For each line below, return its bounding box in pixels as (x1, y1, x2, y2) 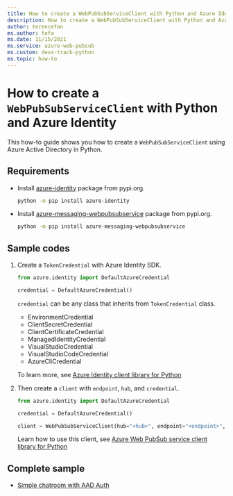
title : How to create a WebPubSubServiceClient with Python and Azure (7, 10, 216, 17)
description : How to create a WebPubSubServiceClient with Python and (7, 17, 216, 24)
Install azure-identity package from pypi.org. (17, 183, 145, 192)
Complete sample (7, 463, 85, 474)
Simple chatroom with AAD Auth (17, 481, 110, 490)
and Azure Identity (7, 115, 116, 131)
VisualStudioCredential (27, 342, 94, 351)
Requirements (7, 165, 69, 177)
